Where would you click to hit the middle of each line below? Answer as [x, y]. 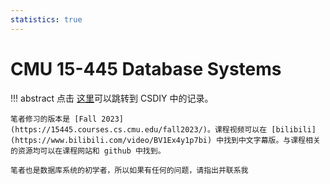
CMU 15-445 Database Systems [146, 68]
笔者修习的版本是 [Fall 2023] [67, 119]
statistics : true [46, 19]
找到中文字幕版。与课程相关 [272, 140]
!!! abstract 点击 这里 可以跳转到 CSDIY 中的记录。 [112, 98]
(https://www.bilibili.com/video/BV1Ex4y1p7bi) [111, 140]
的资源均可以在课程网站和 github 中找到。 [88, 151]
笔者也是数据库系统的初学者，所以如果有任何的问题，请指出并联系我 [129, 170]
